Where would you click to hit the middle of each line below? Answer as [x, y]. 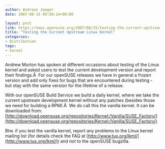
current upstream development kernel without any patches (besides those [80, 100]
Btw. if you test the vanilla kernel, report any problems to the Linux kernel [79, 130]
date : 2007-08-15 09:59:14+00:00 [39, 14]
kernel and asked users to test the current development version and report [81, 70]
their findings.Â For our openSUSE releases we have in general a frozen [78, 75]
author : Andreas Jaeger [29, 10]
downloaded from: [24, 111]
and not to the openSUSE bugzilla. [95, 141]
